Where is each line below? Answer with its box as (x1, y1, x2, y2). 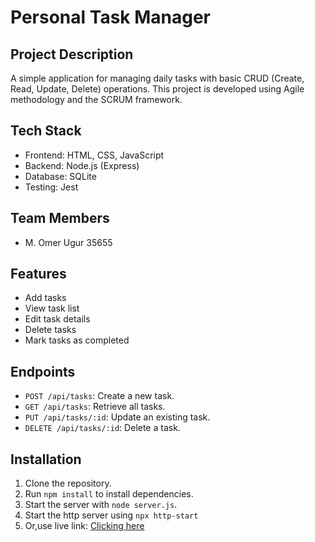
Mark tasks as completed (24, 334, 130, 346)
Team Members (10, 210, 110, 227)
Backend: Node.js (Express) (24, 159, 140, 171)
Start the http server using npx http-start (24, 509, 199, 521)
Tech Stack (10, 122, 82, 140)
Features (10, 266, 67, 283)
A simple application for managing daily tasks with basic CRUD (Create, (10, 72, 305, 84)
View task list (24, 302, 80, 315)
